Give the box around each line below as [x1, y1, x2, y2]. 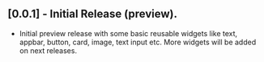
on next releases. [19, 45, 78, 56]
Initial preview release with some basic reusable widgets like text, [19, 28, 238, 38]
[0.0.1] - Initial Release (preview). [7, 7, 178, 21]
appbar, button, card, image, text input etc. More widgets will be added [19, 37, 257, 47]
